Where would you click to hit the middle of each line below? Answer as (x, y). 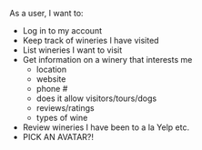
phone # (52, 89)
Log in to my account (62, 30)
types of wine (62, 118)
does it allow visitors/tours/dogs (96, 98)
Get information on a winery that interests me (107, 60)
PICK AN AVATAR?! (58, 137)
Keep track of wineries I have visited (91, 40)
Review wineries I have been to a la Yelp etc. (106, 127)
